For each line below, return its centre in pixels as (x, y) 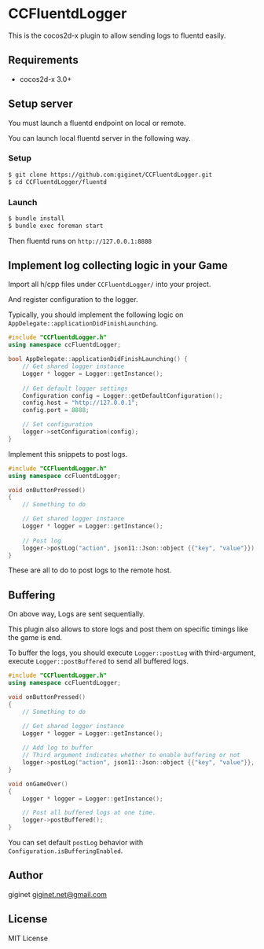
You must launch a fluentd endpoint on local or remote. (97, 123)
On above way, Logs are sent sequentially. (77, 614)
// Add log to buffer (57, 748)
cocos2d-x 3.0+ (46, 79)
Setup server (40, 104)
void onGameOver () (38, 784)
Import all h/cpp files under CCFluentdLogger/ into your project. (110, 285)
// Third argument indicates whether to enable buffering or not (132, 756)
